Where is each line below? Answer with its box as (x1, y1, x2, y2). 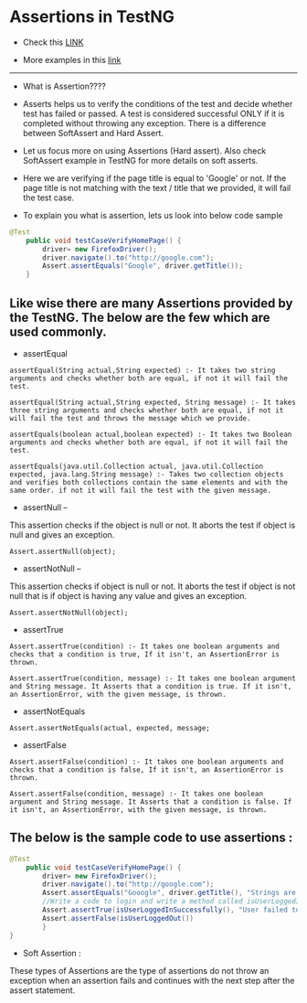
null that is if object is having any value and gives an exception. (9, 591, 247, 601)
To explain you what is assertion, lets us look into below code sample (22, 209, 283, 220)
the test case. (22, 192, 75, 203)
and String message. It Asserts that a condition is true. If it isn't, (9, 682, 292, 691)
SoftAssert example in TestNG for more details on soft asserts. (22, 155, 259, 165)
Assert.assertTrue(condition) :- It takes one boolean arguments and (9, 642, 281, 651)
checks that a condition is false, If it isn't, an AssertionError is (9, 765, 284, 774)
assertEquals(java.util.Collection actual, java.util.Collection (9, 462, 263, 471)
